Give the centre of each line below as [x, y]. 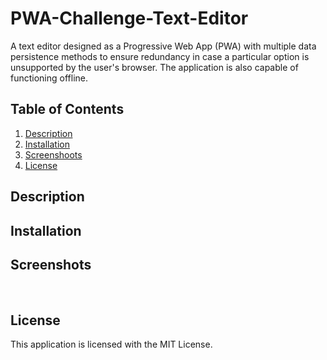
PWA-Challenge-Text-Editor [129, 18]
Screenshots [51, 264]
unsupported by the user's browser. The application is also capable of [154, 67]
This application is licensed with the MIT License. [111, 344]
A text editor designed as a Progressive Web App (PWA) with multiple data [163, 46]
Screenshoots [53, 154]
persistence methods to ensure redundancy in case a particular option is [160, 56]
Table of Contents [67, 109]
